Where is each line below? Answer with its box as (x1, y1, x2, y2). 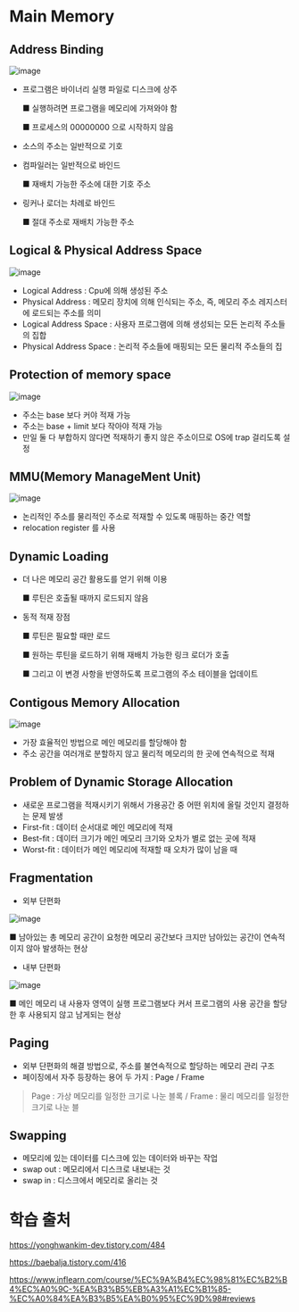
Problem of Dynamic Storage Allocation (9, 775, 234, 790)
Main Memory (9, 6, 115, 27)
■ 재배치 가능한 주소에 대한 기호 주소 (21, 179, 152, 189)
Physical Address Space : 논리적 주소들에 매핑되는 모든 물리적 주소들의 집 (21, 341, 283, 352)
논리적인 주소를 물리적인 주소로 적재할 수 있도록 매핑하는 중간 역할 (21, 511, 252, 522)
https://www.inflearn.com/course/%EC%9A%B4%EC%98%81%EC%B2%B (9, 1275, 288, 1285)
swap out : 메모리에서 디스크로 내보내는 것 (21, 1164, 171, 1175)
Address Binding (9, 42, 104, 57)
